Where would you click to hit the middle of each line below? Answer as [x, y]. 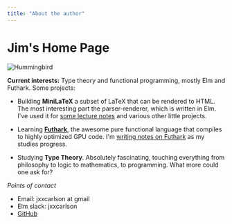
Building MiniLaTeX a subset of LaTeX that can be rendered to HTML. [116, 101]
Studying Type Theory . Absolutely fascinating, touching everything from [121, 157]
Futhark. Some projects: [42, 88]
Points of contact [32, 185]
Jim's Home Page [58, 47]
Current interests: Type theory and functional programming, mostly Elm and [116, 80]
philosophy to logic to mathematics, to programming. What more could [118, 165]
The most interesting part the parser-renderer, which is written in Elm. [117, 109]
